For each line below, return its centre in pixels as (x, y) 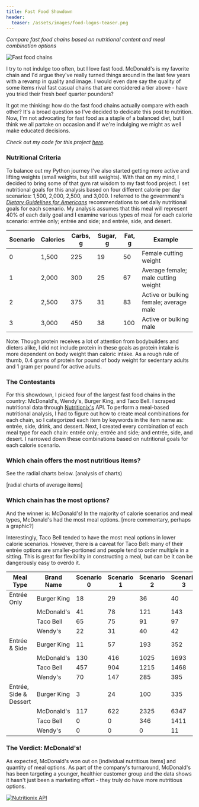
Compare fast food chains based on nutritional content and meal (86, 40)
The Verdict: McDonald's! (44, 748)
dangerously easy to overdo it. (43, 563)
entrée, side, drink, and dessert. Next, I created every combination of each (97, 426)
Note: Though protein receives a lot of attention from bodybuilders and (92, 341)
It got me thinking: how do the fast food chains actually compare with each (97, 106)
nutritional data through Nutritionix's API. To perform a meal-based (88, 407)
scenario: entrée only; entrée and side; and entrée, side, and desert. (89, 221)
